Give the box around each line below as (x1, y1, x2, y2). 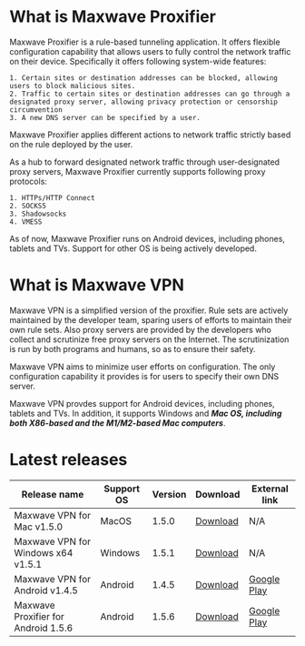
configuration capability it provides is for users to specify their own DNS (9, 370, 280, 381)
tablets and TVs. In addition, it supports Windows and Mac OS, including (9, 408, 282, 419)
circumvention (9, 105, 64, 115)
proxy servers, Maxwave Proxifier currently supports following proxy (9, 166, 266, 177)
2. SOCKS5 (9, 201, 47, 210)
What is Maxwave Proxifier (9, 6, 216, 27)
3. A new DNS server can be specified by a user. (9, 113, 202, 122)
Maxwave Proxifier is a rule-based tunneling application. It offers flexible (9, 36, 280, 47)
